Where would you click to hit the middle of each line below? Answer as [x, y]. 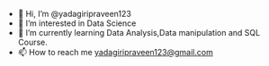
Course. [32, 42]
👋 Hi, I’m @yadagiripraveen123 [75, 14]
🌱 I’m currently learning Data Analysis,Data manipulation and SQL [139, 33]
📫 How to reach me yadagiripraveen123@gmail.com [115, 52]
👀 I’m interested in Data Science [77, 23]
